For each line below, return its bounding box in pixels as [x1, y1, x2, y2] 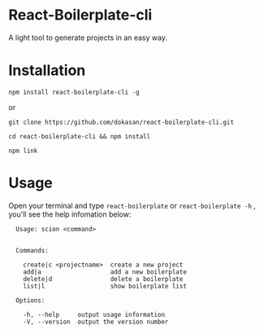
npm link [8, 147, 38, 155]
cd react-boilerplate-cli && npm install [8, 132, 151, 140]
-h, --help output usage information [23, 310, 165, 319]
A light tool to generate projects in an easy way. [8, 33, 168, 42]
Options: [15, 296, 45, 305]
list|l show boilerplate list [23, 282, 187, 290]
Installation [8, 61, 86, 80]
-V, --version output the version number [23, 318, 169, 326]
